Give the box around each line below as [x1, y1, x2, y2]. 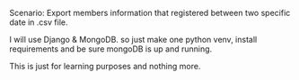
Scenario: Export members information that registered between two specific [9, 8, 291, 18]
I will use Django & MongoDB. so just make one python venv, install [9, 35, 258, 44]
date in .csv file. [9, 17, 68, 28]
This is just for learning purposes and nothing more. [9, 61, 201, 71]
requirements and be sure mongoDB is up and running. [9, 44, 213, 54]
